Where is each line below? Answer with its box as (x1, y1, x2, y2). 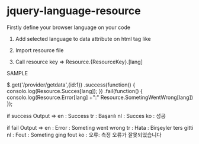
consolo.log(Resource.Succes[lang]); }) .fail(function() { (7, 87, 143, 94)
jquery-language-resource (7, 4, 141, 18)
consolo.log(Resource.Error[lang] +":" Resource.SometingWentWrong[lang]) (7, 94, 194, 101)
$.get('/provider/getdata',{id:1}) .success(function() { (7, 81, 136, 88)
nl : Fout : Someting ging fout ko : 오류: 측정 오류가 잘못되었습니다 (7, 131, 162, 138)
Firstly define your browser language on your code (7, 24, 131, 31)
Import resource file (15, 46, 64, 54)
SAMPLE (7, 69, 28, 76)
